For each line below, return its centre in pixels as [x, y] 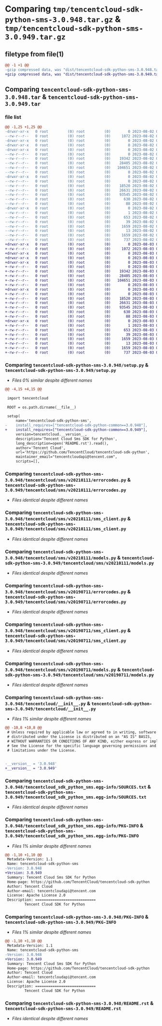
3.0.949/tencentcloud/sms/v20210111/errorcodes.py [66, 490]
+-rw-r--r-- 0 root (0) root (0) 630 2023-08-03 [80, 312]
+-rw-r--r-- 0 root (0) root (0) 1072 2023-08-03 [80, 249]
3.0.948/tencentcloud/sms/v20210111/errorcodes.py [66, 480]
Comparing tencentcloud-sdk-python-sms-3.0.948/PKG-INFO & [77, 916]
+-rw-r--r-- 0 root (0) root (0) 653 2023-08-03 [80, 330]
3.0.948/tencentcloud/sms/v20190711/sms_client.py [66, 631]
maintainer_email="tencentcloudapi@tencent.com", [67, 457]
